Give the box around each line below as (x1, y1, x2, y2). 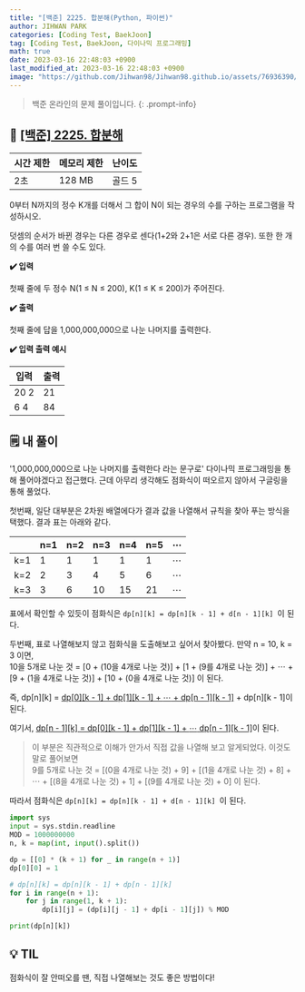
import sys (9, 813, 51, 822)
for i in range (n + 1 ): (9, 889, 100, 898)
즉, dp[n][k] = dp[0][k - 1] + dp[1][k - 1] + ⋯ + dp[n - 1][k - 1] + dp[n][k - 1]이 (9, 692, 293, 703)
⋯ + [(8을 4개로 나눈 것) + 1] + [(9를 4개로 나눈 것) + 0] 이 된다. (31, 776, 261, 787)
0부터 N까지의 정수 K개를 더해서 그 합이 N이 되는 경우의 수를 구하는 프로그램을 (9, 199, 286, 210)
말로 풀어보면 (31, 753, 79, 764)
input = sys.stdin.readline (9, 822, 116, 831)
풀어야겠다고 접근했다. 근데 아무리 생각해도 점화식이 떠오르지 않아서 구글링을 (18, 475, 289, 486)
